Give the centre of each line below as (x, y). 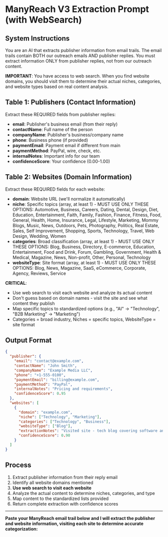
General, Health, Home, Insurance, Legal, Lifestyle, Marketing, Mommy (85, 220)
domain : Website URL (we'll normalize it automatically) (69, 199)
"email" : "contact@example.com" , (49, 361)
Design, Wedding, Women (39, 236)
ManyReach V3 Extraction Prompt (77, 9)
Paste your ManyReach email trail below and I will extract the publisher (80, 518)
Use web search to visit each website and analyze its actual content (82, 293)
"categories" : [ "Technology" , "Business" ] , (64, 421)
